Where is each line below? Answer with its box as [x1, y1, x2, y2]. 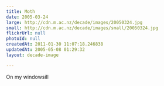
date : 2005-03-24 [6, 14, 49, 20]
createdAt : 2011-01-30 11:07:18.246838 [6, 42, 104, 47]
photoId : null [6, 36, 41, 42]
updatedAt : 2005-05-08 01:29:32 [6, 47, 85, 53]
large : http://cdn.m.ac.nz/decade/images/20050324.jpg [6, 19, 143, 25]
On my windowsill [6, 73, 49, 80]
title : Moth [6, 8, 35, 15]
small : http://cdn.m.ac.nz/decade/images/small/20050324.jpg [6, 25, 159, 31]
